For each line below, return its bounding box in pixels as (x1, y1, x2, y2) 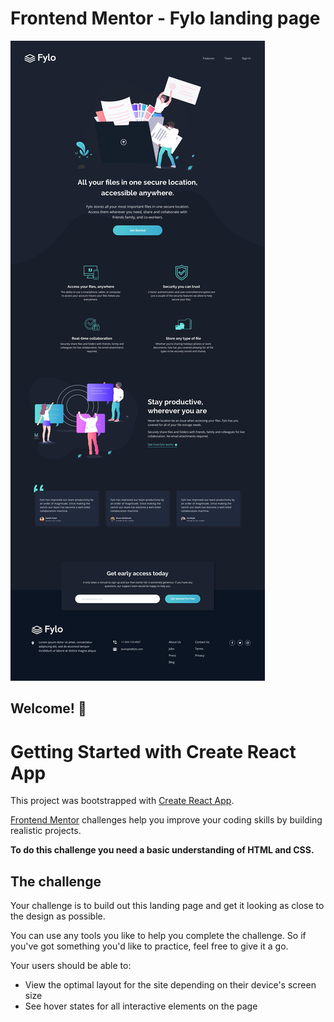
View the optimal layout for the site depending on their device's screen (24, 979, 317, 991)
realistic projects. (10, 825, 82, 837)
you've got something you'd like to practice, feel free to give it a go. (10, 940, 289, 952)
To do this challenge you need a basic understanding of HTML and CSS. (10, 844, 315, 856)
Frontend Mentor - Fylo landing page (10, 7, 321, 30)
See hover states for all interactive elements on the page (24, 1000, 258, 1012)
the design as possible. (10, 910, 106, 922)
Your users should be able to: (10, 960, 132, 972)
